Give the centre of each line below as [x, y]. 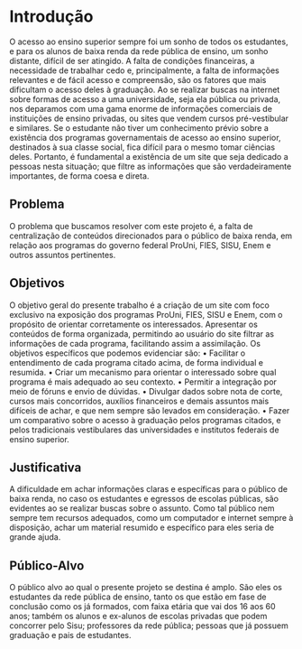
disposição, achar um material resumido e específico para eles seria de [142, 528]
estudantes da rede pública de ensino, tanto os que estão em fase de [138, 597]
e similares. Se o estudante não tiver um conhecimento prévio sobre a [139, 127]
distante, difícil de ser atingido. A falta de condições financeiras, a [132, 60]
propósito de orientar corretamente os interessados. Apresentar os [134, 324]
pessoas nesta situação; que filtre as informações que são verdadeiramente [151, 166]
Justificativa [46, 467]
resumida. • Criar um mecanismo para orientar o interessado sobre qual [143, 372]
